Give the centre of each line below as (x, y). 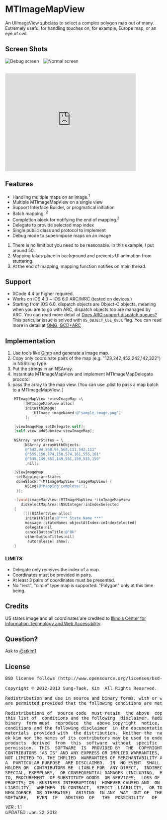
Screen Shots (27, 49)
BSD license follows (30, 678)
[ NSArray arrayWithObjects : (52, 445)
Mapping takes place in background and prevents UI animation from (82, 256)
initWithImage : (41, 408)
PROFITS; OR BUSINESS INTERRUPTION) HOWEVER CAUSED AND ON (83, 783)
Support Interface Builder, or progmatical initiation (64, 208)
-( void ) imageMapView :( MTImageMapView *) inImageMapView (72, 500)
